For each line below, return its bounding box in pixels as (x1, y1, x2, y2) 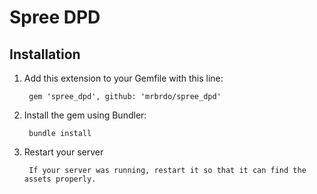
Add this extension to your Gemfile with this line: (23, 72, 224, 84)
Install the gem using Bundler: (23, 109, 147, 121)
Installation (9, 46, 81, 63)
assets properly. (23, 174, 97, 184)
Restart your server (23, 146, 104, 158)
